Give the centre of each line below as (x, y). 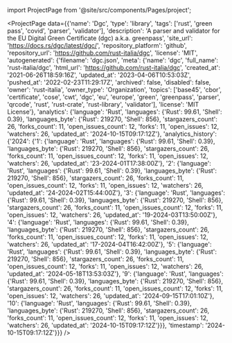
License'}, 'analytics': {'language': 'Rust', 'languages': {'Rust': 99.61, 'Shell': (115, 112)
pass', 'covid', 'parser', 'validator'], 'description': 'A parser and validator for (114, 31)
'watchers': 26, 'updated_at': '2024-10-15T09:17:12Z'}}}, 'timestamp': (106, 325)
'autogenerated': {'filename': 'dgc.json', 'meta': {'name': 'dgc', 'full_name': (113, 60)
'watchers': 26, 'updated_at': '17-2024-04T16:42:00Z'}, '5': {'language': (109, 244)
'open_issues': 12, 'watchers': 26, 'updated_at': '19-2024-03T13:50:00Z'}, (112, 215)
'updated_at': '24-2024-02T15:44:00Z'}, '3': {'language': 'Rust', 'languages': (116, 193)
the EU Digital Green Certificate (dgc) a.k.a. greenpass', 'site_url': (100, 38)
